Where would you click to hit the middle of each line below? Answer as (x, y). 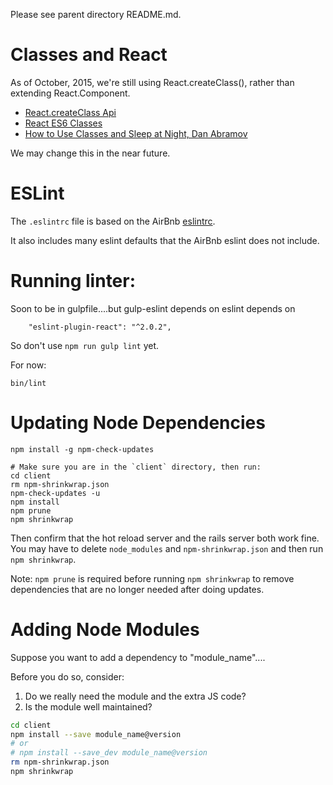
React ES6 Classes (63, 123)
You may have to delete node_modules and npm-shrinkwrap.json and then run (167, 548)
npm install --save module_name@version (96, 734)
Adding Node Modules (105, 629)
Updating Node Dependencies (138, 423)
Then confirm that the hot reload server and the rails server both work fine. (165, 538)
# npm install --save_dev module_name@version (109, 753)
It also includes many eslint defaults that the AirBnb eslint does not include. (165, 240)
